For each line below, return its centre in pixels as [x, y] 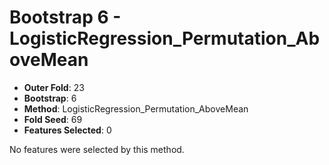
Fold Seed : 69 [53, 119]
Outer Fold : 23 [54, 87]
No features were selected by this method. [97, 149]
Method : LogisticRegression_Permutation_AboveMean [136, 108]
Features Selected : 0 [67, 130]
